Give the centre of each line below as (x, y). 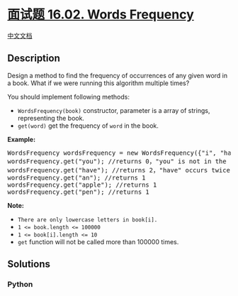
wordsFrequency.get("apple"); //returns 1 (82, 185)
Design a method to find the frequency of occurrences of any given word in (118, 75)
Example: (22, 139)
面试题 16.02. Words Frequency (101, 15)
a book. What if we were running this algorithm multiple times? (98, 83)
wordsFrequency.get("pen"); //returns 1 (79, 192)
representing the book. (51, 118)
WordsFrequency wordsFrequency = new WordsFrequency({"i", (112, 153)
